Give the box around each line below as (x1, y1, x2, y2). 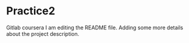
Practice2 (6, 4, 56, 18)
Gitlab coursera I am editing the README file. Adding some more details (6, 24, 184, 31)
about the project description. (6, 30, 80, 37)
